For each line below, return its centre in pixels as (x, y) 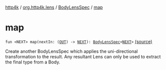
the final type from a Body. (33, 62)
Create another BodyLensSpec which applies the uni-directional (72, 51)
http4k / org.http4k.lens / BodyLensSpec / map (54, 7)
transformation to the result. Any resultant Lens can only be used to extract (83, 56)
